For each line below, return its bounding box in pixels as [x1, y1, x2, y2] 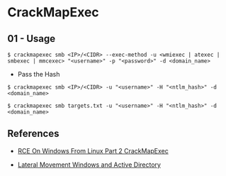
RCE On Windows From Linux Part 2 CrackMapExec [17, 146, 169, 155]
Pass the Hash [17, 70, 60, 78]
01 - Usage [7, 33, 56, 45]
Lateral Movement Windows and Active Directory [17, 160, 162, 169]
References [7, 128, 60, 140]
